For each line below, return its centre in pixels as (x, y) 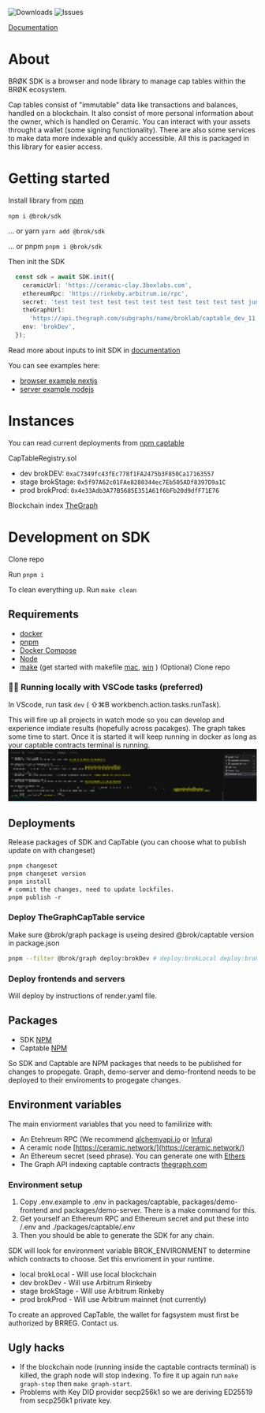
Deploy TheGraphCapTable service (77, 917)
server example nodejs (57, 389)
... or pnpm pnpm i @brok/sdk (55, 246)
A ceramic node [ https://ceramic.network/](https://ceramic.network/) (132, 1147)
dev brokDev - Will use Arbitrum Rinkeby (86, 1282)
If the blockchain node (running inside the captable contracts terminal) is (138, 1366)
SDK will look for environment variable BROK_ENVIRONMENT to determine (129, 1251)
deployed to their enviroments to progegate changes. (95, 1079)
